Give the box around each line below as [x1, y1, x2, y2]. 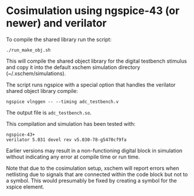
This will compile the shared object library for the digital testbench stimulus [6, 57, 187, 64]
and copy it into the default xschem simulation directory [6, 63, 140, 71]
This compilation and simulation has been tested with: [6, 120, 136, 127]
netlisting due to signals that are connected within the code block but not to [6, 171, 188, 178]
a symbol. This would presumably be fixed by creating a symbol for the [6, 177, 177, 184]
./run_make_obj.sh [6, 47, 51, 53]
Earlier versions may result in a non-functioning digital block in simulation [6, 147, 183, 154]
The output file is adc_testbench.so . [6, 109, 92, 116]
